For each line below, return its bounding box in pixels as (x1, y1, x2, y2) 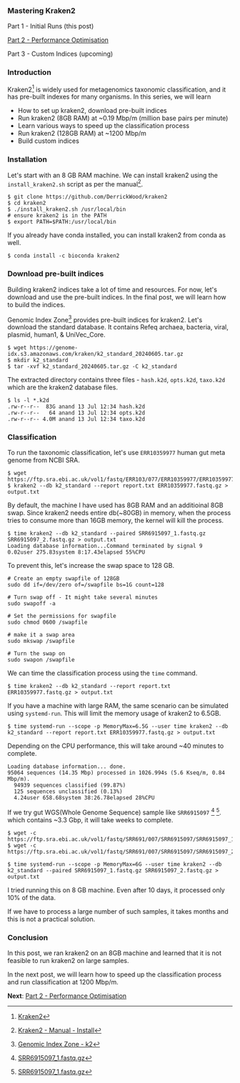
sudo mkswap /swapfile (7, 638, 75, 645)
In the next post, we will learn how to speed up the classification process (7, 970, 222, 979)
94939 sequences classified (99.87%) (14, 782, 126, 789)
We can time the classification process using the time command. (7, 669, 198, 677)
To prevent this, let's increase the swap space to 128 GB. (7, 562, 175, 570)
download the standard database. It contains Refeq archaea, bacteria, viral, (7, 323, 229, 331)
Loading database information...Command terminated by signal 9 (7, 542, 203, 550)
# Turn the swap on (7, 650, 66, 657)
